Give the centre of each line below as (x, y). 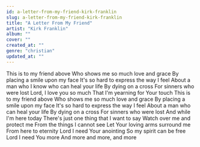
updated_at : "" (25, 56)
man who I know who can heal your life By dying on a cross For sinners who (100, 86)
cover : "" (19, 40)
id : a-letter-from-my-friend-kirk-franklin (62, 12)
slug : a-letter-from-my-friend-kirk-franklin (64, 17)
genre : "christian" (31, 51)
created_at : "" (25, 46)
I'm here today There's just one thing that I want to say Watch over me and (98, 118)
